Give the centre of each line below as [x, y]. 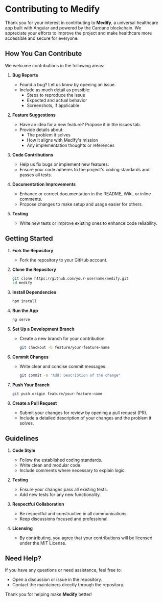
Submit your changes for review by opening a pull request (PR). [83, 413]
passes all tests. [36, 175]
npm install [24, 301]
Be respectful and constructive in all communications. [74, 513]
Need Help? [23, 558]
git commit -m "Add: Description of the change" [70, 375]
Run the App [25, 311]
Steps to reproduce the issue [56, 95]
